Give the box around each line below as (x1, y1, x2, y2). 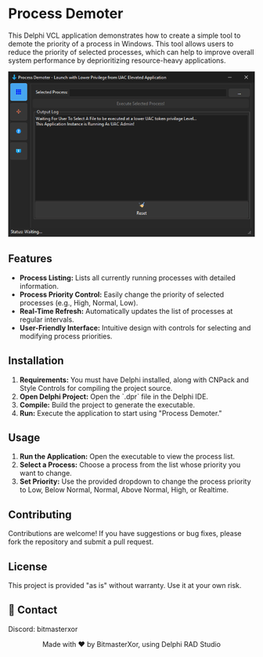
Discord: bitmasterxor (8, 624, 78, 633)
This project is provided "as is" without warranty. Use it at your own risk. (8, 580, 242, 589)
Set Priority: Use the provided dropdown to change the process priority (19, 476, 252, 487)
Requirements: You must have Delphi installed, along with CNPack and (19, 374, 249, 385)
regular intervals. (19, 315, 74, 324)
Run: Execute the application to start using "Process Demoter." (19, 408, 222, 418)
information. (19, 281, 59, 290)
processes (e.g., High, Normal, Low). (19, 297, 139, 307)
